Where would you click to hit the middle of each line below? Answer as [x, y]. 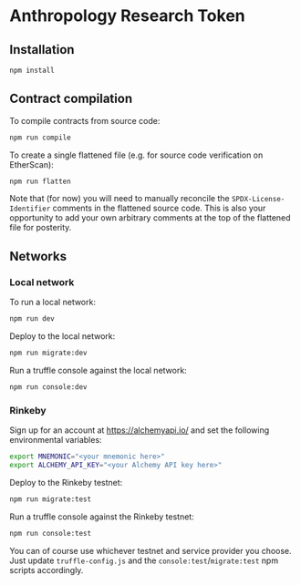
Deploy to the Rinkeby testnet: [66, 482]
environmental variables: [56, 440]
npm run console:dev [49, 387]
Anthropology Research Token [128, 16]
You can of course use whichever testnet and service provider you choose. [150, 550]
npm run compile [40, 138]
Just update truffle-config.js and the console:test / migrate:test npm [144, 560]
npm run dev [32, 319]
